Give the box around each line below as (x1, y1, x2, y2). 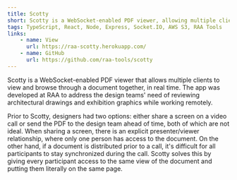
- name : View (20, 37, 59, 44)
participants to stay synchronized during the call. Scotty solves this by (7, 149, 212, 157)
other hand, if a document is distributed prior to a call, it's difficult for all (7, 142, 217, 150)
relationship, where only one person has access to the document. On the (7, 134, 219, 143)
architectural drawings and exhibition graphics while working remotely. (7, 98, 213, 107)
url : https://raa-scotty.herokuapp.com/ (25, 43, 147, 50)
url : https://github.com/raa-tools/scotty (25, 56, 153, 64)
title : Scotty (7, 10, 49, 18)
